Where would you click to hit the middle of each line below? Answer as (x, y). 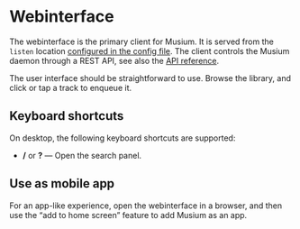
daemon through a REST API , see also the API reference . (114, 60)
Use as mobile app (62, 183)
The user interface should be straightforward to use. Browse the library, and (150, 78)
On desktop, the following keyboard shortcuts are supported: (123, 138)
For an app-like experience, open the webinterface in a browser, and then (146, 206)
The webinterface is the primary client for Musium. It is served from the (142, 41)
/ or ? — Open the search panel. (82, 155)
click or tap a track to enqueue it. (71, 87)
